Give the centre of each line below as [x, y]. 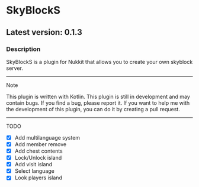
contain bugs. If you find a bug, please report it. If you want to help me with [98, 103]
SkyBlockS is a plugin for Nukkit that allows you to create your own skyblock [99, 62]
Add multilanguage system [47, 137]
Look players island [38, 178]
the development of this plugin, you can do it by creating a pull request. [93, 109]
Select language [34, 171]
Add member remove [41, 144]
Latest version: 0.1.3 [44, 32]
